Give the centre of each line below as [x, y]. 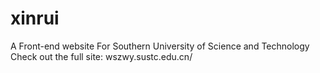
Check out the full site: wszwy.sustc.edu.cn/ [101, 56]
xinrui [35, 18]
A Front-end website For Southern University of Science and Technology [160, 46]
